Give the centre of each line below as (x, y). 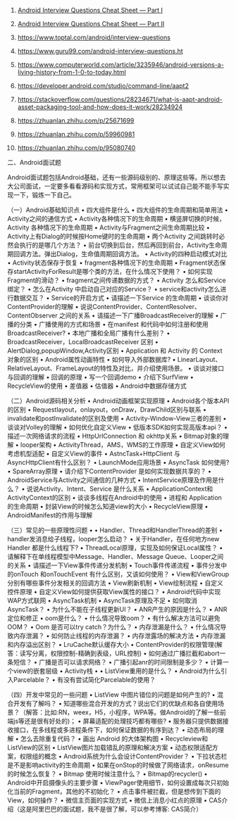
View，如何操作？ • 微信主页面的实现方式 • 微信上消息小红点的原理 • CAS (114, 800)
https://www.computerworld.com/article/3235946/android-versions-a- (120, 65)
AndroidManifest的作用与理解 (50, 515)
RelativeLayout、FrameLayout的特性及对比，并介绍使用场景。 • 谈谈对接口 (116, 368)
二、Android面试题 (34, 162)
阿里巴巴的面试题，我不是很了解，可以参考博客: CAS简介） (117, 809)
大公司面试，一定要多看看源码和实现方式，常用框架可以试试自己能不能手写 (115, 186)
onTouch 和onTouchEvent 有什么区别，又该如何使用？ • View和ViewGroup (121, 574)
